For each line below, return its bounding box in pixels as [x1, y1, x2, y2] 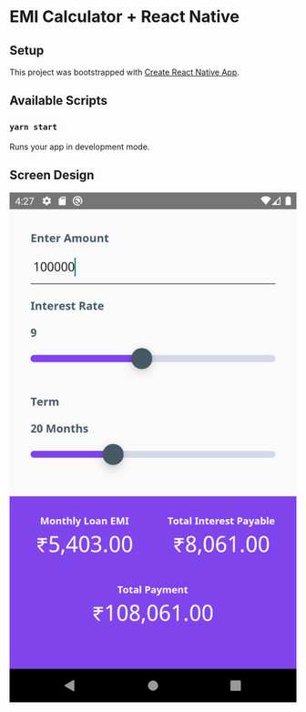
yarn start [9, 122, 57, 133]
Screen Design [9, 168, 95, 183]
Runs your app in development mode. [9, 141, 150, 152]
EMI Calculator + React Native [9, 6, 240, 27]
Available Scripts [9, 93, 107, 108]
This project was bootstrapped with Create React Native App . [9, 66, 240, 77]
